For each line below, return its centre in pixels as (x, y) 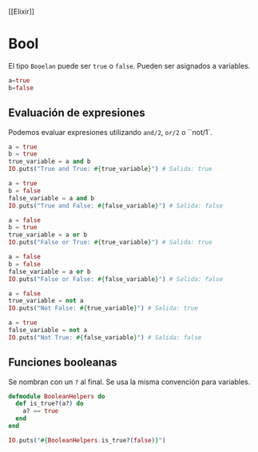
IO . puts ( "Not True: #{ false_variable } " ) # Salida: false (105, 337)
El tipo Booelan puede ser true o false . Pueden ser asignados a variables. (129, 65)
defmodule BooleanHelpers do (57, 396)
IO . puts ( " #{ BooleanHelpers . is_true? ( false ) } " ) (87, 440)
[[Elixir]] (21, 12)
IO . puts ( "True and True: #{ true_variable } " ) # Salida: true (111, 169)
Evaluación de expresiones (77, 113)
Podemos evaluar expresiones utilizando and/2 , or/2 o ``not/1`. (111, 132)
